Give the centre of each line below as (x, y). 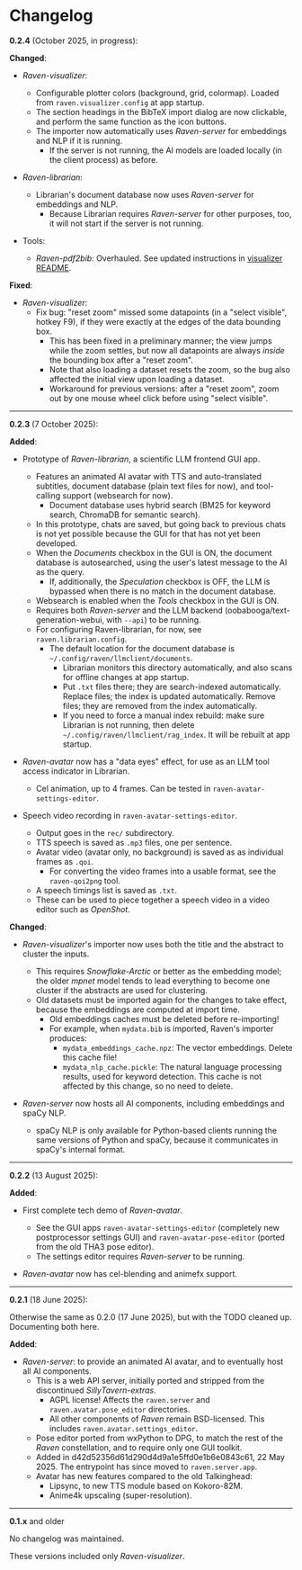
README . (53, 267)
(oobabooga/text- (257, 610)
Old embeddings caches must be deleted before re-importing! (164, 1018)
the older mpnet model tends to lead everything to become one (153, 981)
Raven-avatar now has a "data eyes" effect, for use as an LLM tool (146, 761)
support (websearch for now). (118, 495)
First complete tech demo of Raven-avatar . (102, 1210)
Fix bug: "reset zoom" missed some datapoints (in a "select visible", (161, 312)
